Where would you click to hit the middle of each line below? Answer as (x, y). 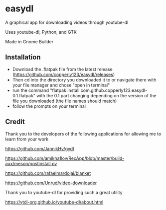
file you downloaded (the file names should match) (65, 101)
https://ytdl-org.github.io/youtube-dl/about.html (54, 202)
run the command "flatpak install (46, 90)
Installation (23, 57)
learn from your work (27, 139)
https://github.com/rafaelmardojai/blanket (48, 173)
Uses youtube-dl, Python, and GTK (41, 32)
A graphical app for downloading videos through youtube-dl (67, 22)
